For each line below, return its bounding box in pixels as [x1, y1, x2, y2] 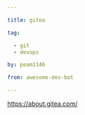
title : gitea [7, 16, 46, 23]
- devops [13, 49, 39, 56]
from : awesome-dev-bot [7, 74, 74, 81]
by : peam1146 [7, 61, 46, 68]
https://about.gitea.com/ [7, 99, 78, 108]
